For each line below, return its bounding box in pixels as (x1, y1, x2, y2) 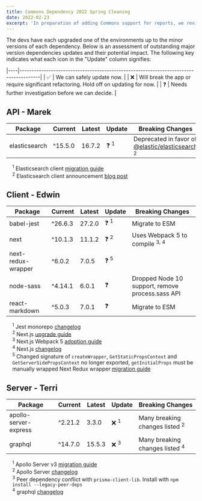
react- (9, 299, 28, 307)
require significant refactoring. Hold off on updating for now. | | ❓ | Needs (6, 81, 188, 88)
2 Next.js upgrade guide (12, 329, 72, 337)
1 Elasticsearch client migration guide (12, 164, 104, 172)
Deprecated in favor (133, 135, 190, 143)
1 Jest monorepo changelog (12, 322, 81, 330)
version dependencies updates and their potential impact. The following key (6, 49, 194, 57)
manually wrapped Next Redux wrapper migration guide (12, 365, 151, 373)
